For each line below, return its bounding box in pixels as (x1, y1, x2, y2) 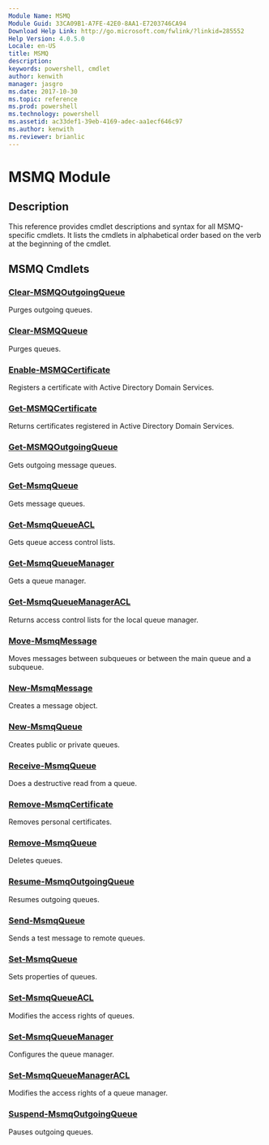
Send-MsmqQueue (8, 914, 85, 926)
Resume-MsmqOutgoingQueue (8, 876, 135, 888)
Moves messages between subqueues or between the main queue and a (8, 653, 251, 663)
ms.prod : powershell (8, 102, 79, 110)
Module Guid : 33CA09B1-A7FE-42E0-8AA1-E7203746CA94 (8, 19, 186, 28)
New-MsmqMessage (8, 682, 93, 693)
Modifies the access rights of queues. (8, 1010, 135, 1020)
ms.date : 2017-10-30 (8, 87, 79, 96)
